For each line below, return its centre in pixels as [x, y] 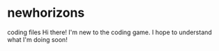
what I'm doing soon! [37, 39]
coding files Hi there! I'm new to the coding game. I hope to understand [110, 32]
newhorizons [46, 13]
